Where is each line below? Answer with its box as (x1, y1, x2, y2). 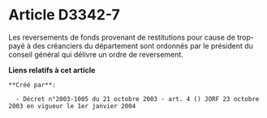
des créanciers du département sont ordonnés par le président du (32, 40, 254, 50)
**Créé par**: (8, 81, 57, 89)
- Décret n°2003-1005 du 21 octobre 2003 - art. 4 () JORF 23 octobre (15, 95, 260, 103)
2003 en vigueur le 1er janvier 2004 (8, 102, 136, 110)
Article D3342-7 (8, 6, 120, 24)
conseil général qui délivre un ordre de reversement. (8, 49, 184, 59)
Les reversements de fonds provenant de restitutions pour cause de (8, 32, 235, 42)
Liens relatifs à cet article (8, 65, 96, 74)
